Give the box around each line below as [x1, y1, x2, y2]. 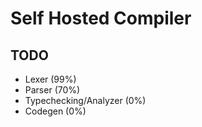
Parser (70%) [24, 84, 81, 96]
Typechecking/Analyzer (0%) [24, 95, 147, 106]
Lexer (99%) [24, 73, 77, 85]
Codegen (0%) [24, 105, 87, 117]
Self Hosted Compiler [10, 7, 192, 30]
